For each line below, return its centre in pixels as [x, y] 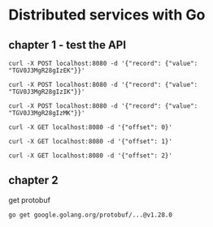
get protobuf [30, 199]
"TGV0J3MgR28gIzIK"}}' [47, 92]
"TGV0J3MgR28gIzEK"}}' [47, 71]
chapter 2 [33, 180]
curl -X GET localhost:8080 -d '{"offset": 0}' [91, 127]
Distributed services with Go [107, 15]
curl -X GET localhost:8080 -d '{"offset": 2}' [91, 156]
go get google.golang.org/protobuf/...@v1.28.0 [91, 215]
